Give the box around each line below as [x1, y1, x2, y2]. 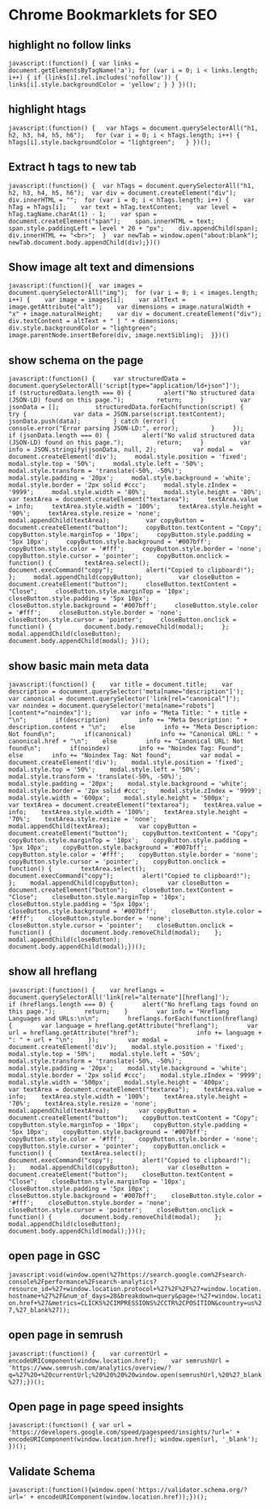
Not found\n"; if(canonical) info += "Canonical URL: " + [8, 731, 259, 739]
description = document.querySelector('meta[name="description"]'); [8, 688, 244, 696]
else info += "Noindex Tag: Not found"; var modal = [8, 752, 241, 760]
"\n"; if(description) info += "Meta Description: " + [8, 716, 248, 724]
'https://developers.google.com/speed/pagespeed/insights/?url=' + [8, 1428, 241, 1437]
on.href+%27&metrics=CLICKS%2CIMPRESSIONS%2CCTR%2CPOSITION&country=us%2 [8, 1298, 263, 1307]
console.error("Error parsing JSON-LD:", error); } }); [8, 424, 244, 433]
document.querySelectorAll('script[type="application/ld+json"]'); [8, 382, 241, 390]
